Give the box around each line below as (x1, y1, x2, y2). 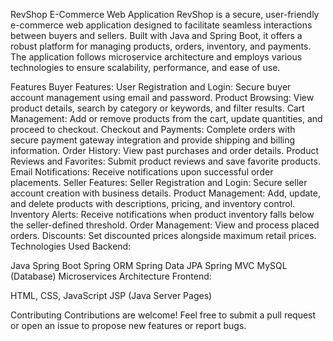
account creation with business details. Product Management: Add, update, (10, 187, 321, 199)
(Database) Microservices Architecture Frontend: (10, 270, 212, 282)
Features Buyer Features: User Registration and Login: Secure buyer (10, 81, 292, 93)
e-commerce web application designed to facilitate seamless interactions (10, 19, 313, 31)
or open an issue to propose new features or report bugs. (10, 320, 247, 331)
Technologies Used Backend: (10, 240, 132, 252)
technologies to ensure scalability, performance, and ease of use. (10, 62, 281, 73)
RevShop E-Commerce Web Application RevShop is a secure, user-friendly (10, 9, 320, 20)
